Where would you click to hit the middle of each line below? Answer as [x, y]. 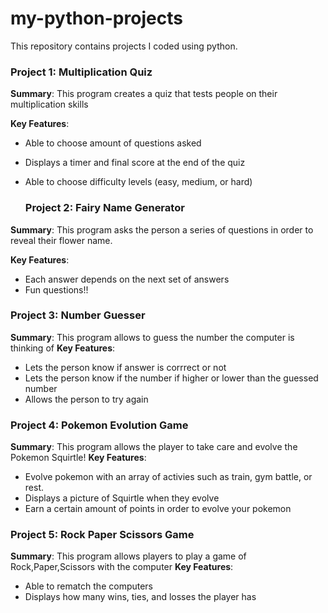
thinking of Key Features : [63, 348]
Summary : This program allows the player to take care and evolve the [154, 447]
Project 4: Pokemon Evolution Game [99, 425]
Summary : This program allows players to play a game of [128, 556]
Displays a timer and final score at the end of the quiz [135, 163]
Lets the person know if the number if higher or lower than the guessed [171, 378]
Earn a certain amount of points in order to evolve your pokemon [158, 509]
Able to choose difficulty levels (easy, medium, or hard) [138, 182]
